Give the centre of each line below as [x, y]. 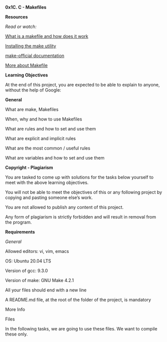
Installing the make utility [31, 46]
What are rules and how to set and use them [51, 129]
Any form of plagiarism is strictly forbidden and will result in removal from [81, 217]
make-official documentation [35, 55]
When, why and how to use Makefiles [44, 119]
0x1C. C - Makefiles [26, 7]
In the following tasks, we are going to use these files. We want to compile [81, 329]
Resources [17, 17]
